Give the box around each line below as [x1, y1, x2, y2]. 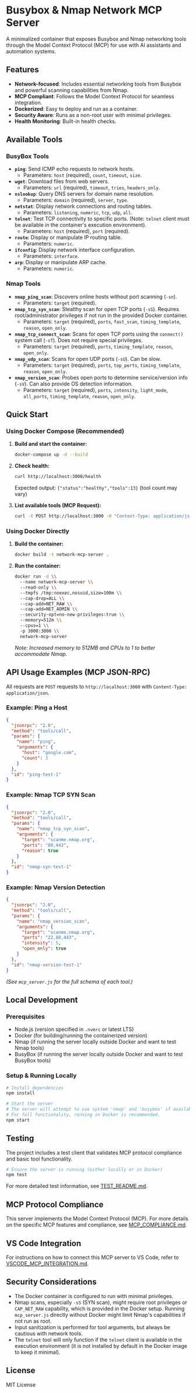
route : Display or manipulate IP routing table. [14, 234, 123, 241]
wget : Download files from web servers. [14, 178, 110, 185]
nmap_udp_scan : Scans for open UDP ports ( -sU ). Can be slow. [14, 355, 162, 362]
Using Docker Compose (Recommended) [6, 427, 124, 435]
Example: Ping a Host [6, 704, 68, 712]
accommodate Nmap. [14, 650, 68, 657]
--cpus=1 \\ [20, 623, 49, 629]
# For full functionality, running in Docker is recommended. [6, 1112, 160, 1118]
